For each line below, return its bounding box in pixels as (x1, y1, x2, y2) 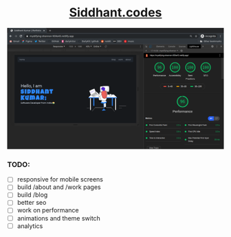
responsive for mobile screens (16, 175, 103, 184)
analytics (16, 221, 43, 230)
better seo (16, 199, 47, 207)
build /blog (16, 190, 48, 199)
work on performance (16, 206, 79, 214)
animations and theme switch (16, 214, 101, 222)
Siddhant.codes (69, 5, 162, 21)
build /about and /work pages (16, 183, 101, 191)
